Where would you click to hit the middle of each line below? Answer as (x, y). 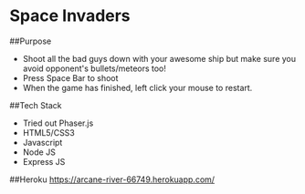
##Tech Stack (36, 105)
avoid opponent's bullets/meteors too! (95, 68)
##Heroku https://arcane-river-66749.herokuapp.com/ (112, 179)
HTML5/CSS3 (48, 132)
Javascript (42, 142)
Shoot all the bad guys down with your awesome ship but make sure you (159, 58)
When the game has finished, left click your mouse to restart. (137, 87)
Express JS (44, 161)
